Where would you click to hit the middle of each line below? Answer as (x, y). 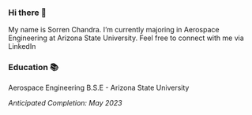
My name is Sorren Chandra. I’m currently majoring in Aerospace (114, 30)
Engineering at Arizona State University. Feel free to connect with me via (126, 38)
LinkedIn (22, 46)
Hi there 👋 (28, 13)
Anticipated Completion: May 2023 (65, 102)
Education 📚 (34, 68)
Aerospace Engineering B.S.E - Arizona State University (99, 87)
